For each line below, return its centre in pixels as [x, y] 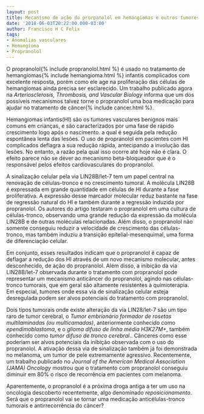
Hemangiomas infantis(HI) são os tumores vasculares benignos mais [92, 119]
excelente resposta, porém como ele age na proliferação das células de [96, 81]
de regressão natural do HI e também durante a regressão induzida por [95, 202]
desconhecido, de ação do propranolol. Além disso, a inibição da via [92, 266]
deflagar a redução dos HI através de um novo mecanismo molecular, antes [101, 259]
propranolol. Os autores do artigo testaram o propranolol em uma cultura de [101, 209]
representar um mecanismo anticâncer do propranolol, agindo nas [89, 278]
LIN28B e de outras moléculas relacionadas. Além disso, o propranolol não [100, 221]
